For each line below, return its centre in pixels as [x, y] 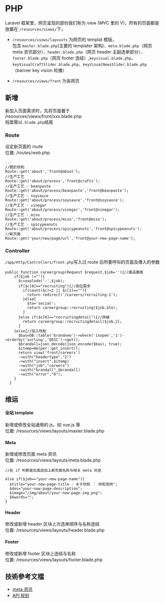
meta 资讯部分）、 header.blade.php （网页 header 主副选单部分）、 [79, 52]
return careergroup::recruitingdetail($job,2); [72, 322]
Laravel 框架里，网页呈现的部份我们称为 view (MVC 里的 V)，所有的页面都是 [82, 23]
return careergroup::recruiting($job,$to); [72, 308]
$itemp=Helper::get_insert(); [49, 349]
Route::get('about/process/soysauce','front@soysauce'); [65, 200]
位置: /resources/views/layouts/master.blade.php [55, 431]
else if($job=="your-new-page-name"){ [45, 479]
